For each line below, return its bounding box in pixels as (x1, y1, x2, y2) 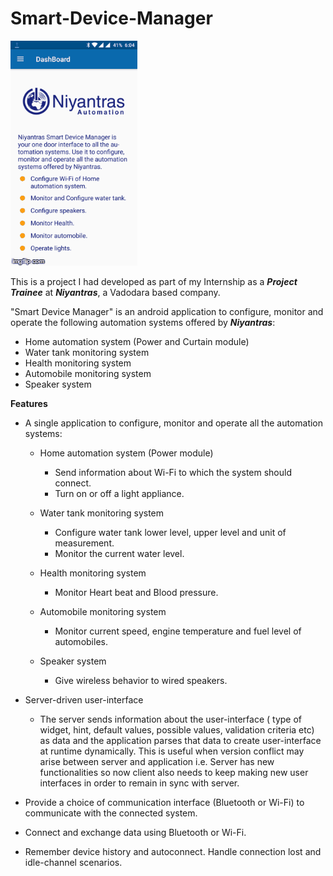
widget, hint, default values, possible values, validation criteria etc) (39, 723, 315, 736)
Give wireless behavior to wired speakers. (54, 674, 228, 686)
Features (10, 397, 48, 409)
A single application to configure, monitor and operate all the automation (24, 417, 324, 429)
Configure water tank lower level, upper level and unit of (54, 526, 287, 538)
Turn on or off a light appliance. (54, 487, 185, 499)
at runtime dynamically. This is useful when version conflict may (39, 745, 305, 757)
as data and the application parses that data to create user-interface (39, 734, 322, 746)
